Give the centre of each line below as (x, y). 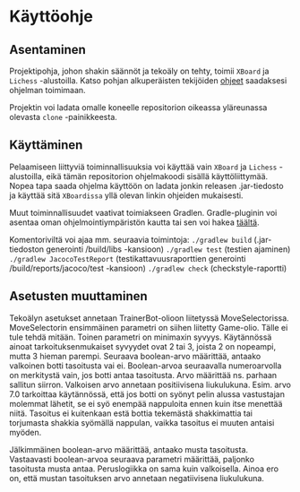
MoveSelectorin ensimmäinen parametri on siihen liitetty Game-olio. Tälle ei (149, 327)
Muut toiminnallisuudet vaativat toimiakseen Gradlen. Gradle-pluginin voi (143, 212)
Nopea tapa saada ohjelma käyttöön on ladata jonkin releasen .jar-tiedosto (146, 186)
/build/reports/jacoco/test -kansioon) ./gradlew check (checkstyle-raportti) (148, 268)
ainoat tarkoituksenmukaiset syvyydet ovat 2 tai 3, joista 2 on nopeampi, (143, 346)
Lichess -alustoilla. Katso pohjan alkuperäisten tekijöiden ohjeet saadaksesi (148, 81)
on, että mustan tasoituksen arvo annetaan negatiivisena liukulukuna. (137, 478)
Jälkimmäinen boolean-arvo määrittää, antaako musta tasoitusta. (129, 449)
